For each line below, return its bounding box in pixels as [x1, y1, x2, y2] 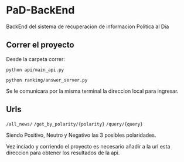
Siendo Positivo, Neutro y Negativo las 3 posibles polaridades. [6, 131, 156, 139]
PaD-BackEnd [6, 4, 75, 17]
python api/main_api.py [6, 67, 64, 73]
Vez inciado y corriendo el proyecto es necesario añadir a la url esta [6, 143, 171, 150]
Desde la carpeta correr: [6, 55, 66, 62]
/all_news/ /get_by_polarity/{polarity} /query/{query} [6, 121, 143, 127]
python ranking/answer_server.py [6, 77, 88, 83]
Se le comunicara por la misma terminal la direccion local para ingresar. [6, 87, 179, 95]
